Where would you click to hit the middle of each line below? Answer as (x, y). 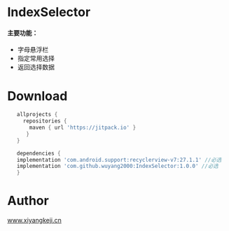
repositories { (45, 121)
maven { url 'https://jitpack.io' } (83, 128)
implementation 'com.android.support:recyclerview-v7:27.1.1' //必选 (119, 160)
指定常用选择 (36, 58)
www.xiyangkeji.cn (34, 220)
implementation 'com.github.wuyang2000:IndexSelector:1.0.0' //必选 (117, 166)
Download (37, 96)
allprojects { (37, 115)
